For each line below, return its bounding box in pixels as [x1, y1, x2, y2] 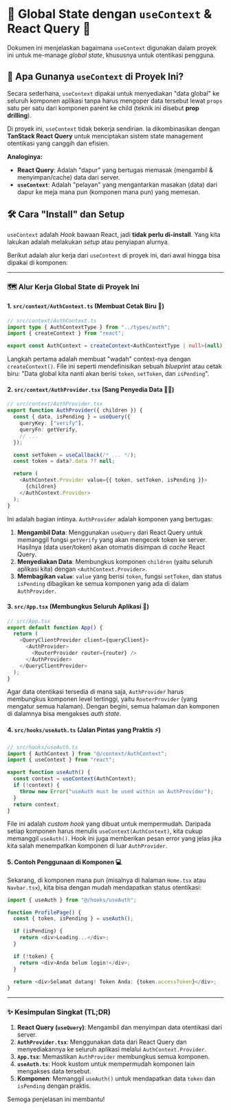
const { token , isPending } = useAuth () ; [13, 915, 134, 922]
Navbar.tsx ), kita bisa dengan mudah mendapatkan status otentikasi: [7, 883, 201, 891]
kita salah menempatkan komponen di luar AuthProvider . [7, 841, 168, 850]
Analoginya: [7, 152, 43, 160]
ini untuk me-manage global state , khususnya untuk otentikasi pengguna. [7, 51, 215, 59]
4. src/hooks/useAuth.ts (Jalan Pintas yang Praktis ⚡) [7, 726, 162, 734]
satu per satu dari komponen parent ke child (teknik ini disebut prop [7, 103, 199, 112]
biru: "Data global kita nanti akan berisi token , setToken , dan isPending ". [7, 370, 210, 378]
